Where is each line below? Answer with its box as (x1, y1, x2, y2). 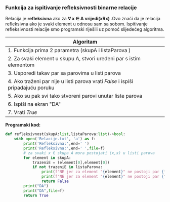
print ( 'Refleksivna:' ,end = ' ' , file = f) (23, 146, 105, 151)
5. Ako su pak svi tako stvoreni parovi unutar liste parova (8, 93, 143, 100)
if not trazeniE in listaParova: (32, 165, 103, 170)
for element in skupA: (23, 155, 71, 160)
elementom (8, 61, 35, 68)
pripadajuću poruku (8, 84, 55, 91)
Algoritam (72, 38, 98, 46)
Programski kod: (5, 122, 41, 128)
